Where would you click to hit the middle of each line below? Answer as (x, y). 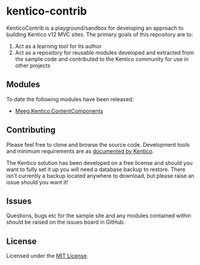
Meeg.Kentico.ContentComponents (59, 111)
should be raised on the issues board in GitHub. (66, 222)
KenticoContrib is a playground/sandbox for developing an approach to (95, 28)
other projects (32, 65)
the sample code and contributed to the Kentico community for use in (102, 59)
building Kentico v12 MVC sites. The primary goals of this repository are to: (100, 34)
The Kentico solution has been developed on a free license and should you (99, 163)
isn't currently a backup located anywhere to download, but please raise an (101, 176)
